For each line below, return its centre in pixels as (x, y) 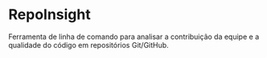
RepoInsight (49, 15)
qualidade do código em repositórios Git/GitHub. (88, 44)
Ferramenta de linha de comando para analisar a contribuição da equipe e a (134, 37)
